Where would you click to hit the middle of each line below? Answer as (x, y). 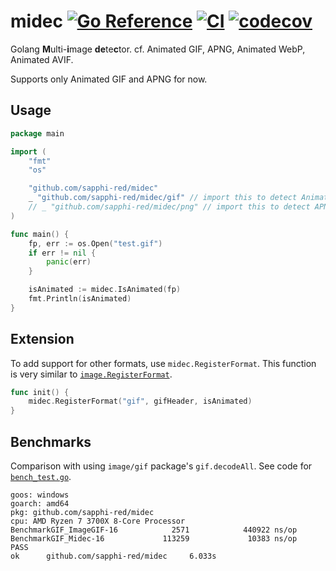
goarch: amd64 (40, 504)
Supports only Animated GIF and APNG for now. (109, 79)
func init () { (40, 392)
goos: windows (40, 495)
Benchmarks (51, 441)
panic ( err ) (69, 262)
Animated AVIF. (42, 59)
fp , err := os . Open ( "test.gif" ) (95, 243)
